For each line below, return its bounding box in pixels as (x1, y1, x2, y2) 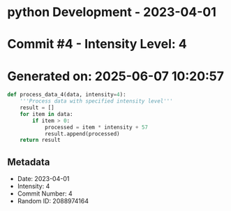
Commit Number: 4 (17, 189, 73, 198)
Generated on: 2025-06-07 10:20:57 (7, 68, 225, 84)
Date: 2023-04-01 (17, 175, 70, 183)
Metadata (7, 156, 50, 168)
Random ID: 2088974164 (17, 197, 89, 205)
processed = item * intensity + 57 (44, 124, 149, 131)
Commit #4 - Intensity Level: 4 (7, 36, 187, 52)
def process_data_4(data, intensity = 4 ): (7, 92, 127, 99)
